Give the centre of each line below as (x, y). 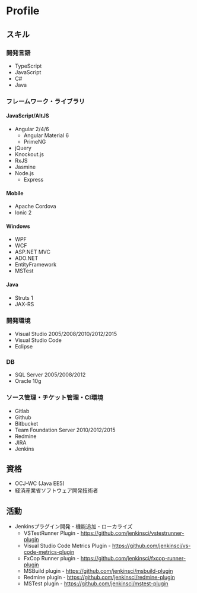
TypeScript (28, 66)
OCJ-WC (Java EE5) (40, 483)
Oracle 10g (28, 381)
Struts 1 (24, 297)
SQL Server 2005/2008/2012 (50, 375)
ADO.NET (26, 258)
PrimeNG (35, 142)
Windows (18, 226)
